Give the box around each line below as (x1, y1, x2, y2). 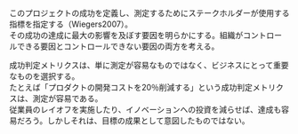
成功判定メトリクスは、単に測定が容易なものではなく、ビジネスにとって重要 (9, 60, 289, 70)
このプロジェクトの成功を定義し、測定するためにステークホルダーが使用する (9, 8, 290, 18)
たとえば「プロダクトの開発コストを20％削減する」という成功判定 (9, 83, 254, 92)
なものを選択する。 (9, 71, 80, 82)
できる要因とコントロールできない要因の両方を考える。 (16, 41, 220, 51)
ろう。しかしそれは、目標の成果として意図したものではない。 (24, 115, 250, 126)
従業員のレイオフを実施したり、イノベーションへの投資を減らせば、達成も (9, 105, 282, 114)
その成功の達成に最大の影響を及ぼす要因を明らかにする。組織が (9, 30, 244, 40)
